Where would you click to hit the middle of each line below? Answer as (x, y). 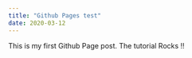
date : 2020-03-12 (37, 23)
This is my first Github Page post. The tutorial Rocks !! (96, 45)
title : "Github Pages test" (55, 15)
